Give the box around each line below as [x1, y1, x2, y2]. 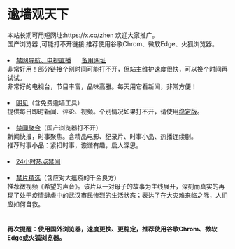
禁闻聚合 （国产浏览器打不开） [16, 123, 102, 132]
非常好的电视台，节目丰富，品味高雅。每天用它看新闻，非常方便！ [7, 82, 197, 90]
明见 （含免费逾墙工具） [16, 98, 84, 107]
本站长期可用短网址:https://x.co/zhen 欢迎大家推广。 [7, 31, 159, 39]
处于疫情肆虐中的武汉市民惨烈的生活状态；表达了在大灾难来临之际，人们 [19, 191, 228, 199]
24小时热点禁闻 [16, 157, 61, 166]
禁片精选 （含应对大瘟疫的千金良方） [16, 173, 120, 182]
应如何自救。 [7, 199, 44, 208]
